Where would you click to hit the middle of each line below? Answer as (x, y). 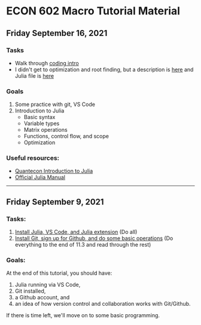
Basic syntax (39, 117)
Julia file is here (34, 75)
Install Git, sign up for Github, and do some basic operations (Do (94, 238)
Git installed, (30, 291)
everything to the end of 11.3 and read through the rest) (83, 245)
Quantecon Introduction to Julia (54, 171)
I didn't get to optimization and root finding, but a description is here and (104, 69)
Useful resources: (33, 158)
